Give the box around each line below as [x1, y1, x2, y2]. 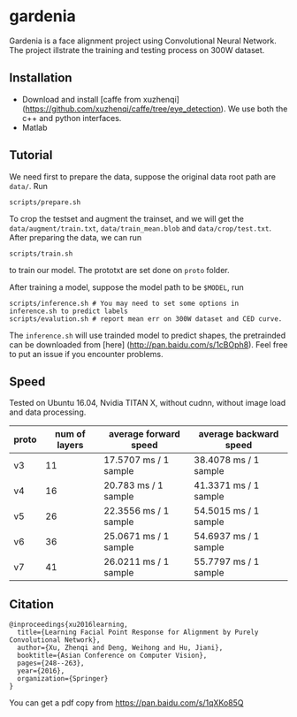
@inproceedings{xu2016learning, [9, 621, 128, 629]
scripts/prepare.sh [9, 197, 81, 207]
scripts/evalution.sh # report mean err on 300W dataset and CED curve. [9, 314, 283, 324]
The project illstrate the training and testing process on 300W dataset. [9, 44, 265, 55]
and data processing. [9, 407, 87, 417]
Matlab [21, 122, 48, 133]
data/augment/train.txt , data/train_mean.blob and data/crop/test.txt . [9, 223, 272, 233]
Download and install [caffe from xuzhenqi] [21, 94, 179, 104]
